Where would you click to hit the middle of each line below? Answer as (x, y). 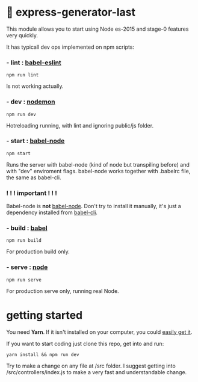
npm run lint (23, 75)
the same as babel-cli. (34, 177)
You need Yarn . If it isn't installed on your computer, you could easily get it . (99, 332)
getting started (45, 315)
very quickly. (22, 35)
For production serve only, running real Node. (63, 291)
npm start (19, 153)
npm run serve (24, 280)
